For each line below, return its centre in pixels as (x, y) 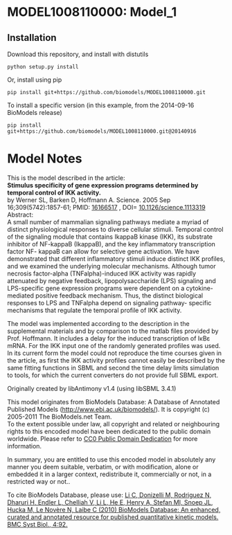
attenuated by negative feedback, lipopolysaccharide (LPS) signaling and (111, 280)
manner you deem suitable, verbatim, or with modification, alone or (103, 466)
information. (25, 446)
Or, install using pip (35, 80)
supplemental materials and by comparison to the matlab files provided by (113, 331)
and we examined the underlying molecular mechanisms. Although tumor (111, 266)
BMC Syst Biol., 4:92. (37, 524)
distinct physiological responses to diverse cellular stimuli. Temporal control (115, 229)
